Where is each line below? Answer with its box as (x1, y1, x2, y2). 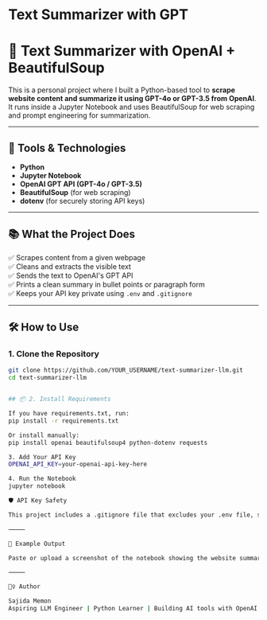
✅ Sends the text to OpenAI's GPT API (8, 271, 133, 280)
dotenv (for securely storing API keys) (19, 196, 145, 205)
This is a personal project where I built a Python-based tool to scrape (8, 85, 236, 95)
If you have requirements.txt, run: (8, 410, 130, 418)
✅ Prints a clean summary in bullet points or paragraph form (8, 279, 205, 289)
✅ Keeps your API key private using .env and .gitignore (8, 288, 192, 298)
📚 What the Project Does (8, 228, 136, 241)
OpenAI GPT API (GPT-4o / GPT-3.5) (19, 179, 143, 189)
